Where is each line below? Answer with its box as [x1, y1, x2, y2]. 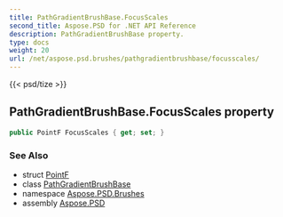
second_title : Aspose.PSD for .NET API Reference [9, 21, 197, 30]
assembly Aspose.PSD [21, 197, 106, 208]
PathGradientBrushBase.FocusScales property [9, 104, 275, 120]
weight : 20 [9, 46, 50, 55]
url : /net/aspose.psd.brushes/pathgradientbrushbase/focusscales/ [9, 54, 260, 63]
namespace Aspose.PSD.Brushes [21, 188, 145, 198]
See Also [9, 149, 49, 161]
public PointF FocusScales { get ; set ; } [9, 128, 165, 137]
